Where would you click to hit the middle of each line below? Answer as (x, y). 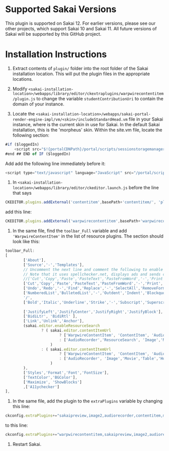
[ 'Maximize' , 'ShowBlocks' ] (53, 382)
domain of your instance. (38, 104)
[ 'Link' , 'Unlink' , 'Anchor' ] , (54, 321)
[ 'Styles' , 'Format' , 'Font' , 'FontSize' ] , (66, 373)
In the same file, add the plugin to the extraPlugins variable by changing (88, 401)
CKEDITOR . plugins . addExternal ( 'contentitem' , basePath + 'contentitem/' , (81, 202)
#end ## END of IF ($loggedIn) (38, 154)
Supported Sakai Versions (61, 9)
